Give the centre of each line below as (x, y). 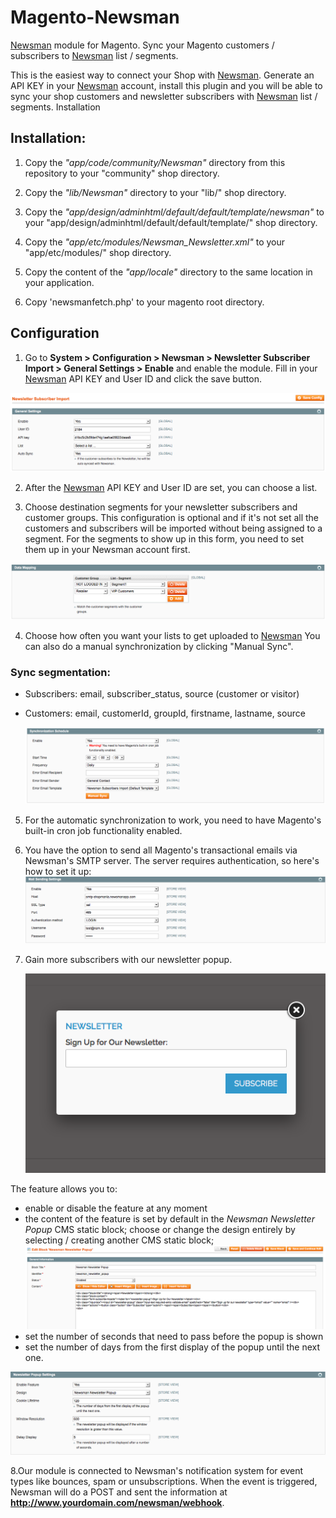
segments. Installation (55, 107)
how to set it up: (58, 872)
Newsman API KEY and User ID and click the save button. (143, 378)
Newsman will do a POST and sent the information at (119, 1492)
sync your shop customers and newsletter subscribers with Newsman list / (164, 96)
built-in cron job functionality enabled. (103, 831)
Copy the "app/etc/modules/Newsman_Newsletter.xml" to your (155, 242)
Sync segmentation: (61, 673)
